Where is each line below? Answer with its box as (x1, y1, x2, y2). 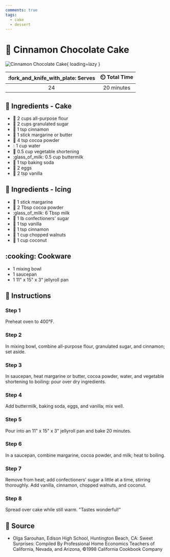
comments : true (5, 7, 38, 13)
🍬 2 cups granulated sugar (12, 121, 69, 127)
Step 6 (5, 440, 22, 447)
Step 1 (5, 307, 21, 314)
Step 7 (5, 465, 22, 472)
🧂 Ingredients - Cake (5, 101, 72, 111)
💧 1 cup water (12, 142, 40, 149)
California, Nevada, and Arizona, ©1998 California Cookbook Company (12, 546, 163, 552)
